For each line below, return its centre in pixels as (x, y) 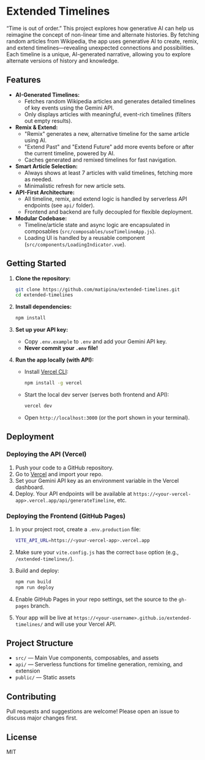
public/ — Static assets (45, 677)
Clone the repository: (43, 278)
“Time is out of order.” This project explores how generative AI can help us (100, 28)
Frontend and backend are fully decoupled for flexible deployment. (109, 212)
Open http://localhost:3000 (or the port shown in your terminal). (107, 417)
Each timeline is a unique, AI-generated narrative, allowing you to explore (99, 54)
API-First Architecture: (45, 192)
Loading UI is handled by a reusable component (85, 237)
